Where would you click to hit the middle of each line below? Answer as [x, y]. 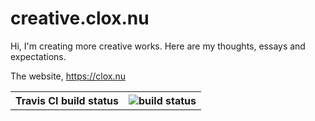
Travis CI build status [67, 100]
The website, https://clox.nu [68, 76]
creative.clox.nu [80, 18]
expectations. [38, 56]
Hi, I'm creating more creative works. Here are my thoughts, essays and [158, 46]
